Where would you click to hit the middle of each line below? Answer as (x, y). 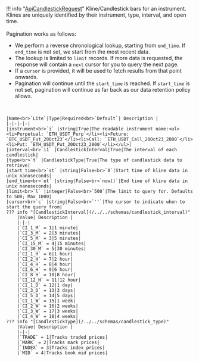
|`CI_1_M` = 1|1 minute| (48, 228)
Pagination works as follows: (41, 34)
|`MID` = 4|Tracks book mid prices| (63, 353)
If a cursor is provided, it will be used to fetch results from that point (98, 71)
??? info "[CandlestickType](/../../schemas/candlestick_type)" (88, 322)
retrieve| (18, 166)
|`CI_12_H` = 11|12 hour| (49, 280)
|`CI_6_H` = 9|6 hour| (45, 270)
